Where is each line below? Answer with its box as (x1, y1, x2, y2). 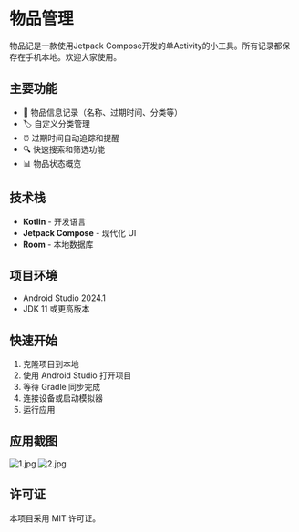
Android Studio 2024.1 (22, 292, 107, 303)
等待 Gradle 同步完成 (22, 382, 101, 393)
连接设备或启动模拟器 (22, 393, 103, 404)
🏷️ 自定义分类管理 (22, 118, 91, 128)
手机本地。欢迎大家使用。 (25, 51, 121, 62)
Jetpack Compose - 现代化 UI (22, 227, 137, 238)
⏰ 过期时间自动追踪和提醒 (22, 132, 120, 143)
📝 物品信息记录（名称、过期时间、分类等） (22, 107, 182, 118)
